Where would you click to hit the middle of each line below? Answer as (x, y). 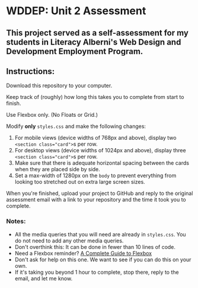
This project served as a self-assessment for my (97, 33)
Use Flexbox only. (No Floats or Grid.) (52, 115)
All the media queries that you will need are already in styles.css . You (100, 234)
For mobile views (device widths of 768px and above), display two (95, 138)
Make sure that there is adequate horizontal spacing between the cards (102, 163)
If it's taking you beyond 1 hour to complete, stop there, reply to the (97, 272)
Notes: (16, 222)
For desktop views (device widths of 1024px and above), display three (100, 151)
